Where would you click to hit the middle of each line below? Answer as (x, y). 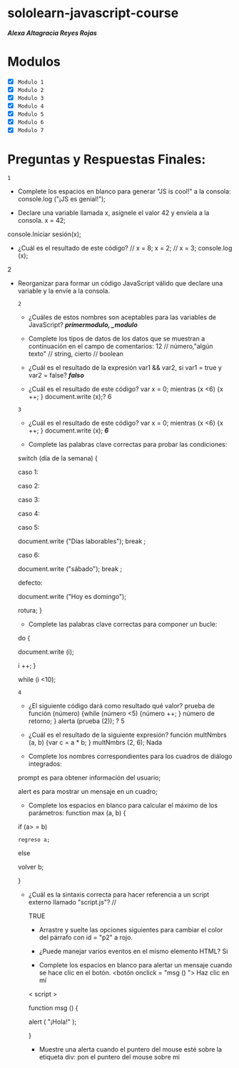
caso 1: (28, 472)
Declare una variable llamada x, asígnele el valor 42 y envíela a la (113, 213)
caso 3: (29, 500)
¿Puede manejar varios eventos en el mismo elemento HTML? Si (133, 952)
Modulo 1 (31, 82)
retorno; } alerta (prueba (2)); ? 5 (76, 721)
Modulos (34, 62)
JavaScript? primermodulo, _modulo (83, 325)
